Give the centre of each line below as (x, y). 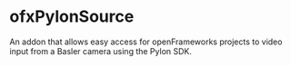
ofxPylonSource (72, 17)
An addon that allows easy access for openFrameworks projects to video (146, 42)
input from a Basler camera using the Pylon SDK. (101, 51)
